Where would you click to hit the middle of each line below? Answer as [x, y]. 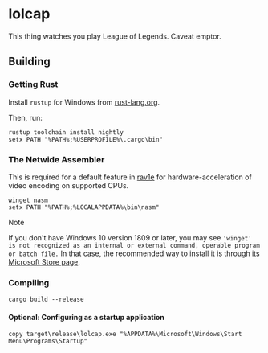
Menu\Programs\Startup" [48, 341]
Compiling [29, 282]
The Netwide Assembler [57, 159]
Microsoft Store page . [44, 261]
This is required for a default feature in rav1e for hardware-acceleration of [130, 177]
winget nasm [28, 200]
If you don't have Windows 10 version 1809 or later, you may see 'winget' [130, 237]
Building [29, 62]
